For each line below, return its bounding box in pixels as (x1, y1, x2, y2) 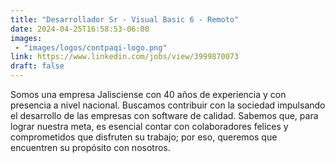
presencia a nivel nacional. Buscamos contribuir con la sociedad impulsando (10, 99, 326, 111)
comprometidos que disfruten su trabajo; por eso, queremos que (10, 131, 278, 143)
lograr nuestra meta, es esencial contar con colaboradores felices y (10, 121, 289, 132)
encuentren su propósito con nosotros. (10, 142, 171, 153)
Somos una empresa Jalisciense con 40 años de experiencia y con (10, 89, 287, 100)
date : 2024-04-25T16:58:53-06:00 (10, 24, 150, 34)
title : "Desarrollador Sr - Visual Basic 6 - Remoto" (10, 14, 240, 25)
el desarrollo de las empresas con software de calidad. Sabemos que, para (10, 110, 319, 121)
